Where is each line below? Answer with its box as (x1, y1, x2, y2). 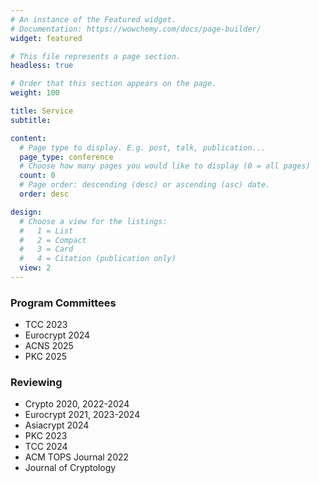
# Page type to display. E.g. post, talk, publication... (19, 142, 267, 153)
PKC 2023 (24, 430, 68, 442)
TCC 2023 (24, 319, 68, 331)
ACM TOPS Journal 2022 (24, 451, 130, 463)
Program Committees (10, 296, 117, 310)
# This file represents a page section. (10, 51, 182, 61)
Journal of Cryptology (24, 462, 117, 474)
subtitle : (10, 115, 52, 125)
